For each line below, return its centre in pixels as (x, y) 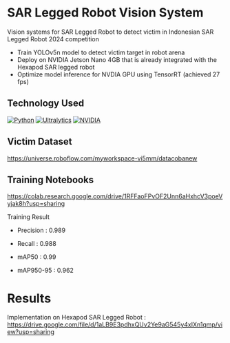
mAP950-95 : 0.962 (45, 271)
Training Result (29, 217)
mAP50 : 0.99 (36, 257)
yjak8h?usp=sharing (36, 204)
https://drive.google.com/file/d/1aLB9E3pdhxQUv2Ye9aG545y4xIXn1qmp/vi (115, 324)
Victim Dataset (40, 142)
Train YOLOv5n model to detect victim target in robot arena (101, 52)
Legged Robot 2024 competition (53, 39)
